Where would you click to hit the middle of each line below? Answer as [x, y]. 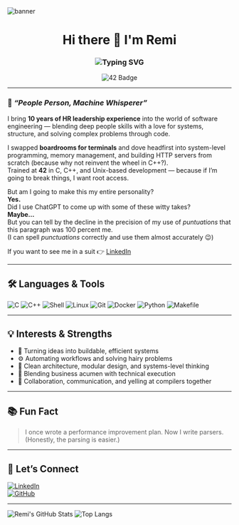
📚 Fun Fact [33, 411]
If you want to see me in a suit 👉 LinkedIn [69, 251]
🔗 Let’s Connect [43, 469]
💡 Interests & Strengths [60, 333]
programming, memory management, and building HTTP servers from [110, 155]
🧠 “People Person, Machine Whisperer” [77, 103]
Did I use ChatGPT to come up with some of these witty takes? [99, 207]
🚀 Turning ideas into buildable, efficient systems [88, 351]
